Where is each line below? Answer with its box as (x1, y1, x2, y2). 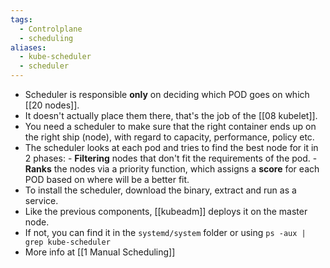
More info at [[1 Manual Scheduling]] (24, 246, 176, 258)
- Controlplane (19, 24, 83, 34)
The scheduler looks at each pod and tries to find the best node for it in (24, 142, 319, 153)
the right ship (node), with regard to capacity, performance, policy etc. (24, 131, 315, 143)
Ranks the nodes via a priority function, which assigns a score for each (24, 163, 320, 175)
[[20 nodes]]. (24, 99, 80, 111)
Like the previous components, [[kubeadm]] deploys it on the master (24, 206, 308, 217)
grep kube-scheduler (24, 237, 111, 247)
